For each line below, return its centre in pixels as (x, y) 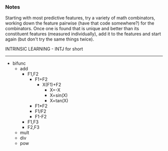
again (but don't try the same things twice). (49, 39)
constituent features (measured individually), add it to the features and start (83, 34)
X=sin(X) (59, 95)
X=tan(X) (59, 101)
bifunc (19, 63)
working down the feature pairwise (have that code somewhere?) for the (80, 23)
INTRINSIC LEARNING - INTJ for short (44, 49)
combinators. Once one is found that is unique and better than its (72, 29)
